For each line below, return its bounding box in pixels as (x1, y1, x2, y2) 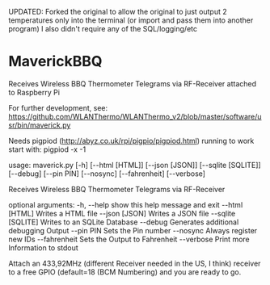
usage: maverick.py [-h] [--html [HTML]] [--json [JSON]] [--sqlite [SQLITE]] (8, 160, 261, 170)
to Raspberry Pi (8, 87, 61, 97)
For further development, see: (8, 103, 108, 112)
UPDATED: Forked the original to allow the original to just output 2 (8, 7, 228, 16)
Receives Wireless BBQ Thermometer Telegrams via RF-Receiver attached (8, 78, 257, 88)
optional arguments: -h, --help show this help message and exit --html (8, 199, 243, 209)
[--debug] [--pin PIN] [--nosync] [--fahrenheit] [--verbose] (8, 169, 206, 178)
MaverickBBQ (8, 52, 103, 71)
